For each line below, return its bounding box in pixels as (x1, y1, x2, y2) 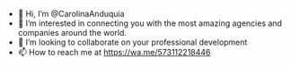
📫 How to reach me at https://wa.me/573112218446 (17, 47, 211, 57)
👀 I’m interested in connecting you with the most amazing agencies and (17, 18, 283, 29)
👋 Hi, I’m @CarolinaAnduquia (17, 9, 125, 19)
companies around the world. (17, 28, 128, 37)
